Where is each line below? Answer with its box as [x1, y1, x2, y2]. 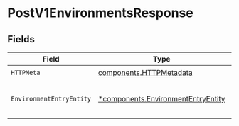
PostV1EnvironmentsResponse [7, 5, 193, 21]
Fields [7, 33, 36, 45]
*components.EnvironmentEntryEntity [98, 94, 225, 103]
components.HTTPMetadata [98, 67, 193, 77]
